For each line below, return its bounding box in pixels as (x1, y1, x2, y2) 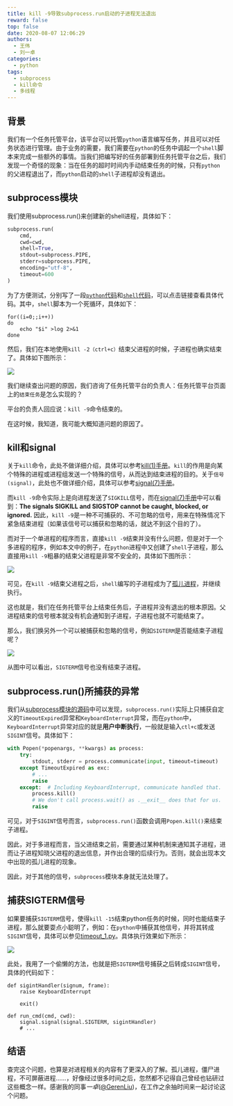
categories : (7, 56, 42, 63)
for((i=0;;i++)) (7, 314, 54, 320)
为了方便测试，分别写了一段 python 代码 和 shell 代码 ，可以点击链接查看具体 (7, 291, 218, 299)
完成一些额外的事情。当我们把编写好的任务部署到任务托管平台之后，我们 (19, 152, 226, 161)
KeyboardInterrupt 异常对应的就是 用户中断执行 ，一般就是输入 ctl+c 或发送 (7, 722, 216, 731)
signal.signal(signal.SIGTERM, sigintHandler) (19, 1018, 157, 1025)
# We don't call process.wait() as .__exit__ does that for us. (32, 797, 222, 804)
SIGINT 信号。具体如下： (7, 731, 75, 740)
